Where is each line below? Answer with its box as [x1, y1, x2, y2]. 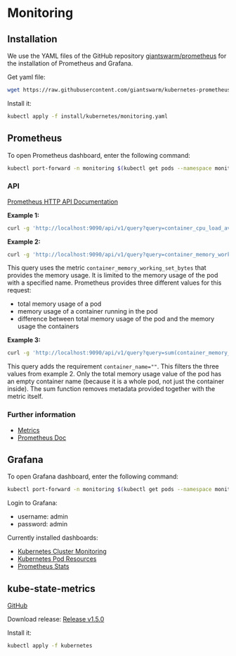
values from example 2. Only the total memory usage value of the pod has [7, 370, 222, 378]
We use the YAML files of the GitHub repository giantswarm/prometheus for [7, 51, 227, 60]
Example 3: [7, 336, 41, 345]
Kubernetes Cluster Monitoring [17, 547, 107, 556]
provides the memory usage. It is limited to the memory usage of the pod [7, 271, 218, 280]
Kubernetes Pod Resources [17, 555, 97, 563]
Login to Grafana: [7, 499, 58, 507]
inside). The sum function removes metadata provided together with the [7, 385, 216, 393]
